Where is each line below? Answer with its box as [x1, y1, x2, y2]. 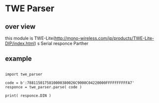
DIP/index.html [5, 41, 35, 46]
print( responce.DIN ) [5, 93, 51, 98]
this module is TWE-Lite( [5, 35, 55, 41]
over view [5, 22, 36, 31]
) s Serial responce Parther [34, 41, 89, 46]
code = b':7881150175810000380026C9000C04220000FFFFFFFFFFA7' [5, 80, 135, 85]
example [5, 55, 32, 63]
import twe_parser [5, 72, 43, 77]
